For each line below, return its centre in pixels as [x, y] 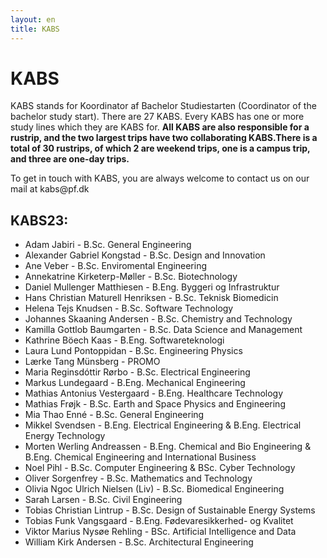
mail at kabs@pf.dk [50, 189]
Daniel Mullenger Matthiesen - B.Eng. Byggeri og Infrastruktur [152, 287]
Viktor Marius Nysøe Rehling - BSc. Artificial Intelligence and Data [160, 532]
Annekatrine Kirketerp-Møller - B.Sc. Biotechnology [131, 277]
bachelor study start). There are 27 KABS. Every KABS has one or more [157, 117]
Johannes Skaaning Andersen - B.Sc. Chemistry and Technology [158, 319]
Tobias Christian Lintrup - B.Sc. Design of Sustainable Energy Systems [170, 510]
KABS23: [39, 220]
